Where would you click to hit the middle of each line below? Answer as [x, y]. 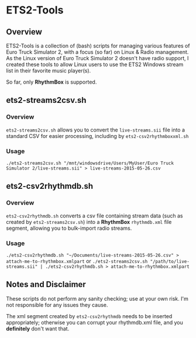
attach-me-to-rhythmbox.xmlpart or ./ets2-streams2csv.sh [77, 261]
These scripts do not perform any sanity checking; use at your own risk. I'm [97, 298]
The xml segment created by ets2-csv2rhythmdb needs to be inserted [89, 316]
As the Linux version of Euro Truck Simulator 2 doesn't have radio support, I [97, 58]
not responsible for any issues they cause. [57, 305]
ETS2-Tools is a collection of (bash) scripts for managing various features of [98, 46]
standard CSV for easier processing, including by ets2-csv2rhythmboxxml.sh [97, 136]
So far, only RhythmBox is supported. [51, 82]
